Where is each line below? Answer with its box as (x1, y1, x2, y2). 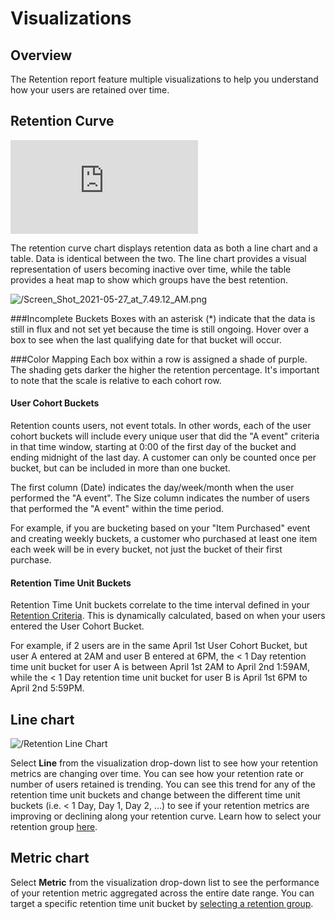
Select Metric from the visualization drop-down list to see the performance (10, 876, 320, 888)
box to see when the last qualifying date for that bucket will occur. (10, 333, 282, 346)
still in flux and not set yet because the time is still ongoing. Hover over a (10, 323, 310, 335)
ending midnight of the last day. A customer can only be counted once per (10, 452, 317, 464)
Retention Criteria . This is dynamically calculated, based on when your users (10, 610, 326, 622)
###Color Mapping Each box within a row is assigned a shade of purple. (10, 353, 308, 365)
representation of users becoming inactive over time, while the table (10, 263, 292, 275)
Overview (10, 47, 73, 64)
